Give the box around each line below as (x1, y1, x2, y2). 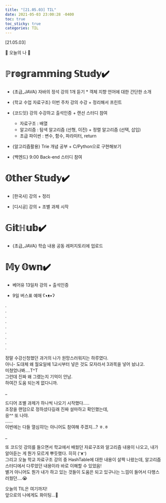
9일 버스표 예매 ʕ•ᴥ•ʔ (12, 292, 55, 298)
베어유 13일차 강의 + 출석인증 (12, 282, 69, 288)
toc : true (5, 16, 26, 21)
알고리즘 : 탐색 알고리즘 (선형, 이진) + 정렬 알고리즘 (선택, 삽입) (19, 127, 141, 133)
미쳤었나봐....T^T (5, 367, 38, 373)
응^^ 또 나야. (5, 412, 29, 418)
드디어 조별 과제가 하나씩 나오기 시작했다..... (5, 400, 90, 406)
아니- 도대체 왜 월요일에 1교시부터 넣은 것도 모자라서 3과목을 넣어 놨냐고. (5, 361, 145, 367)
